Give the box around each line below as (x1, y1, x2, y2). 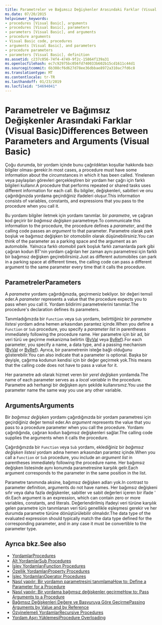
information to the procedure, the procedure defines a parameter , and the (5, 223, 152, 229)
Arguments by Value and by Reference (12, 604, 89, 610)
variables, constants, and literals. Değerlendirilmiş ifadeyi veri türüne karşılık (5, 500, 157, 506)
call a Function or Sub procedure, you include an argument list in (5, 455, 133, 461)
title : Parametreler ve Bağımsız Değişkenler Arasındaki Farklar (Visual (5, 7, 157, 12)
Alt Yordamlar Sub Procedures (12, 558, 72, 563)
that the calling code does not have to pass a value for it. (5, 362, 118, 368)
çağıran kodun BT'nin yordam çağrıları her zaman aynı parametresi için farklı (5, 248, 157, 255)
